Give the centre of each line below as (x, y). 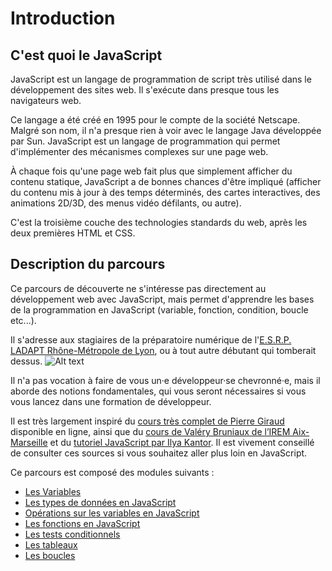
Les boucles (50, 555)
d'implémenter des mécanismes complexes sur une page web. (139, 151)
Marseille (29, 442)
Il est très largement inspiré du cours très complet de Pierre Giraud (147, 421)
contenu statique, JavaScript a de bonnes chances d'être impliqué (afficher (166, 181)
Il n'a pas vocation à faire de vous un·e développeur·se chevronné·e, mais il (165, 380)
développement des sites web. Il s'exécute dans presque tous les (145, 90)
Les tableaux (51, 544)
